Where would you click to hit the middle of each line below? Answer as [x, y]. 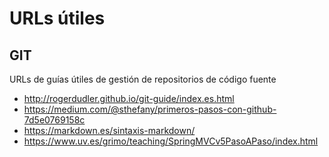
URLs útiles [57, 18]
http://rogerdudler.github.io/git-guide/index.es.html [129, 98]
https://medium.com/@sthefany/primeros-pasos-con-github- [150, 109]
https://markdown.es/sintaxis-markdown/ [109, 130]
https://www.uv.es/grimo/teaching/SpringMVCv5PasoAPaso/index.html [171, 141]
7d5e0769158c [54, 120]
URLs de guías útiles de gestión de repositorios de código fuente [143, 79]
